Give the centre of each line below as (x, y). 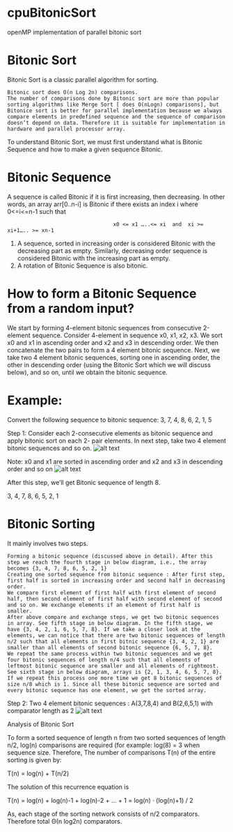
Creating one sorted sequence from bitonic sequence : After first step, (116, 574)
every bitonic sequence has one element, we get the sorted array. (107, 690)
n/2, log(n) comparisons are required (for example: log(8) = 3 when (104, 745)
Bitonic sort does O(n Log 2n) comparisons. (73, 92)
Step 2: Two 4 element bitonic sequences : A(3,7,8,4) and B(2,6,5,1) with (110, 703)
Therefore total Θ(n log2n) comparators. (65, 821)
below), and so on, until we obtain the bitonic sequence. (88, 372)
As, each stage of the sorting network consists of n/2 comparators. (104, 814)
